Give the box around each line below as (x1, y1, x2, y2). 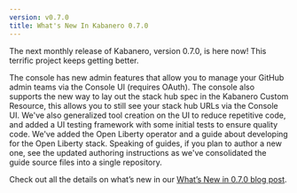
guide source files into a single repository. (9, 157, 162, 167)
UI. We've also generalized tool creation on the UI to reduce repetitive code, (9, 110, 286, 120)
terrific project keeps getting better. (9, 55, 139, 66)
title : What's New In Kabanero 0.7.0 (9, 21, 149, 30)
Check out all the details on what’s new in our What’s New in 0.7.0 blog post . (9, 174, 287, 184)
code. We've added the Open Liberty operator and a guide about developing (9, 128, 288, 139)
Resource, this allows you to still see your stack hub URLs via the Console (9, 100, 279, 111)
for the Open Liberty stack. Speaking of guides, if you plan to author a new (9, 138, 282, 149)
